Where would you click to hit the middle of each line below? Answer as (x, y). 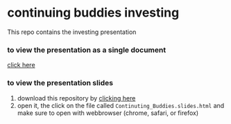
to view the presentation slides (60, 83)
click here (22, 65)
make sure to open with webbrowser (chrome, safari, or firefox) (108, 113)
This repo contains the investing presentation (72, 32)
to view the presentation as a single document (87, 50)
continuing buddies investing (93, 13)
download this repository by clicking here (76, 98)
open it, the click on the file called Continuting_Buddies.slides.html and (121, 105)
